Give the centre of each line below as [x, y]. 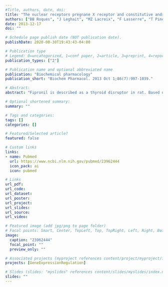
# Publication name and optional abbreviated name [59, 70]
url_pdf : [14, 184]
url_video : [16, 217]
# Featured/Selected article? [37, 134]
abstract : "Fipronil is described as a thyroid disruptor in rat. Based [82, 93]
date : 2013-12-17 [23, 24]
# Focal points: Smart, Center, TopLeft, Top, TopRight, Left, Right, [80, 231]
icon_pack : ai [24, 166]
